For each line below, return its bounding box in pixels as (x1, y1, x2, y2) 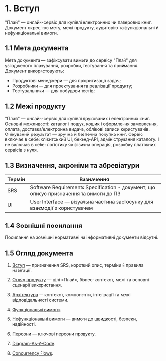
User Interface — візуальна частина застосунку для (30, 198, 153, 205)
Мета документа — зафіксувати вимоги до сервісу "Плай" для (5, 57, 137, 63)
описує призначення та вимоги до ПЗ (30, 190, 121, 197)
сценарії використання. (12, 282, 62, 288)
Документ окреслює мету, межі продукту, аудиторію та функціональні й (5, 24, 159, 30)
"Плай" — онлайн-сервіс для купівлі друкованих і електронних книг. (5, 115, 150, 121)
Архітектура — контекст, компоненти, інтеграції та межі (12, 292, 131, 297)
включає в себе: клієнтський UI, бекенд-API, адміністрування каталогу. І (5, 136, 159, 142)
